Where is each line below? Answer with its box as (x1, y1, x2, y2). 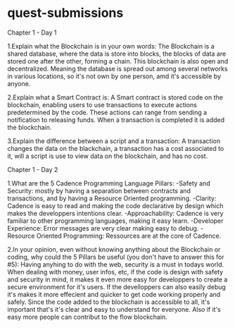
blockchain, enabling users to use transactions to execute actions (7, 100, 197, 109)
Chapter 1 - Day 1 (7, 28, 58, 37)
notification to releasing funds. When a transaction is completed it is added (7, 115, 225, 124)
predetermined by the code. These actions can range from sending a (7, 108, 208, 116)
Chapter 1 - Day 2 (7, 165, 58, 174)
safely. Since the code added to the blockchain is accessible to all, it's (7, 298, 210, 306)
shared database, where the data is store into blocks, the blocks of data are (7, 49, 227, 58)
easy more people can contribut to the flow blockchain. (7, 312, 167, 321)
